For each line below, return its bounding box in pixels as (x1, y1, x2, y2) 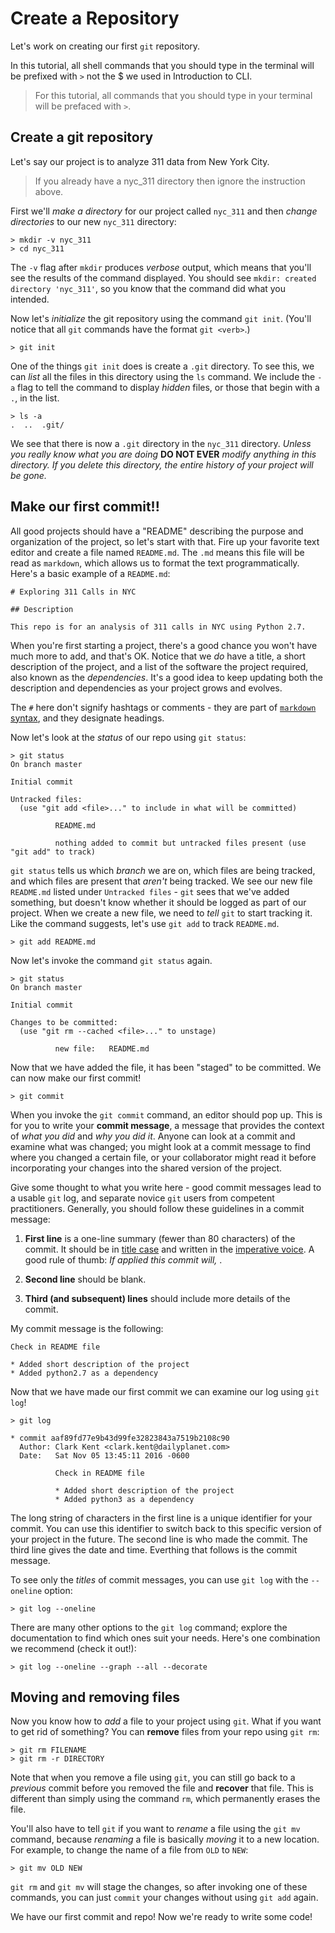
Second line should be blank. (24, 1273, 147, 1285)
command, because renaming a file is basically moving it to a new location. (10, 1833, 320, 1846)
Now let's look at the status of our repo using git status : (10, 731, 247, 743)
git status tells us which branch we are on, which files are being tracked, (10, 864, 316, 876)
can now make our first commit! (10, 1072, 142, 1084)
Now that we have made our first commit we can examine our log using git (10, 1385, 320, 1397)
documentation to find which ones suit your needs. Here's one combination (10, 1632, 321, 1644)
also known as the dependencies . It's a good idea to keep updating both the (10, 671, 323, 683)
